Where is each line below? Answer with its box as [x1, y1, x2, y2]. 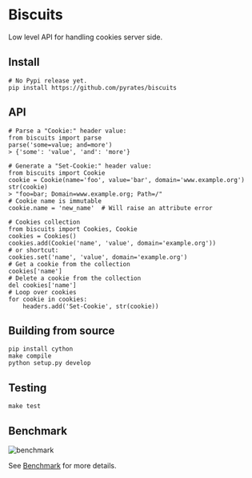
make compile [8, 352, 52, 360]
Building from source [8, 323, 115, 338]
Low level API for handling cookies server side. [8, 32, 162, 42]
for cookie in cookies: [8, 295, 88, 303]
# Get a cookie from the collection [8, 260, 130, 268]
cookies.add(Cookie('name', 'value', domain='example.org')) [8, 239, 217, 247]
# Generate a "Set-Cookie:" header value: [8, 162, 152, 170]
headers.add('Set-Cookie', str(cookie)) [22, 302, 159, 310]
